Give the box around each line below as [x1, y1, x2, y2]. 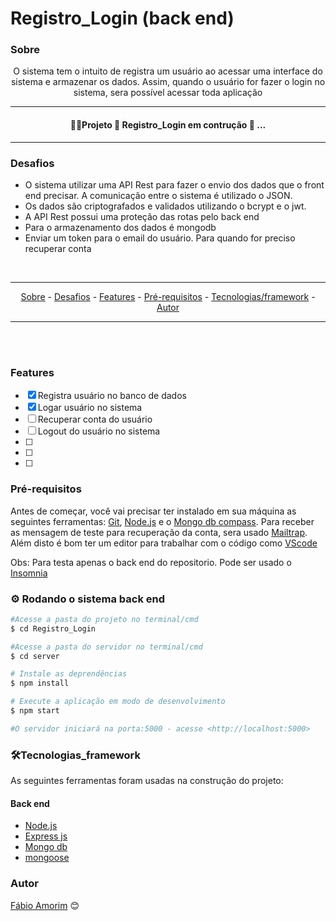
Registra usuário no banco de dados [37, 390, 187, 402]
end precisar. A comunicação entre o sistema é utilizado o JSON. [24, 189, 293, 201]
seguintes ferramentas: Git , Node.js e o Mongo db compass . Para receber [10, 515, 315, 527]
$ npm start [10, 706, 60, 716]
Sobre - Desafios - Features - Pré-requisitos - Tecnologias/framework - [20, 290, 316, 302]
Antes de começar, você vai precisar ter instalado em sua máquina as [10, 505, 297, 517]
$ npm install [10, 678, 70, 689]
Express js [24, 830, 68, 842]
